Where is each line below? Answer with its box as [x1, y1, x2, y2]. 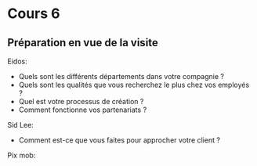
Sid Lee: [7, 121, 34, 129]
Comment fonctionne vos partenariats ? [18, 105, 147, 114]
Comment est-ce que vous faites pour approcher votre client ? [18, 135, 221, 145]
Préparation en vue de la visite [7, 36, 158, 49]
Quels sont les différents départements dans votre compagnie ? [18, 72, 225, 81]
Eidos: [7, 56, 28, 66]
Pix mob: [7, 150, 36, 160]
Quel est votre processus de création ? [18, 97, 144, 106]
